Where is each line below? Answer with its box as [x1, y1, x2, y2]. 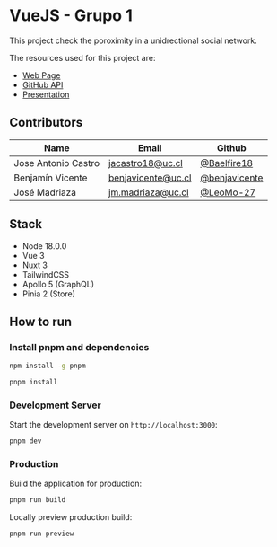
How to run [9, 313, 73, 329]
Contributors [9, 115, 83, 130]
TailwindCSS [22, 269, 70, 279]
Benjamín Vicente [13, 172, 88, 184]
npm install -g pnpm [9, 361, 87, 371]
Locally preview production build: [9, 512, 133, 523]
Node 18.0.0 [22, 240, 67, 251]
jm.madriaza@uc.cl [108, 186, 190, 199]
